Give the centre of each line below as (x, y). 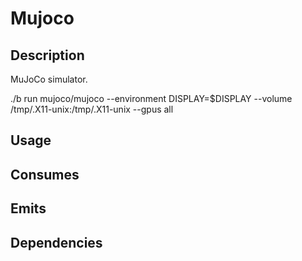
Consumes (45, 174)
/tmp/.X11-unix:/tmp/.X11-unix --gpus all (92, 109)
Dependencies (56, 242)
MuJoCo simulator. (49, 79)
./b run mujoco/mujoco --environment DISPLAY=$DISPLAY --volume (151, 98)
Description (47, 55)
